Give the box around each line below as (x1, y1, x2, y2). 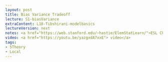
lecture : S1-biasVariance (5, 16, 59, 21)
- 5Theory (5, 44, 26, 49)
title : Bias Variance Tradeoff (5, 12, 70, 17)
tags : (5, 40, 16, 45)
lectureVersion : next (5, 26, 50, 31)
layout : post (5, 7, 32, 12)
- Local (5, 49, 21, 54)
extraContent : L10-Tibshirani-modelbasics (5, 21, 95, 26)
